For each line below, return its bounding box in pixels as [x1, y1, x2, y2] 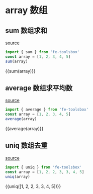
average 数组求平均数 [5, 84, 73, 92]
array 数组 [5, 5, 48, 16]
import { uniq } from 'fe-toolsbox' [5, 164, 82, 170]
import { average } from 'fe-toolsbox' [5, 107, 89, 112]
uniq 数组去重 [5, 141, 48, 150]
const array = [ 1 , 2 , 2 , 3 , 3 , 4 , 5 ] [5, 169, 84, 174]
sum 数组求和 [5, 26, 47, 35]
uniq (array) [5, 174, 30, 179]
